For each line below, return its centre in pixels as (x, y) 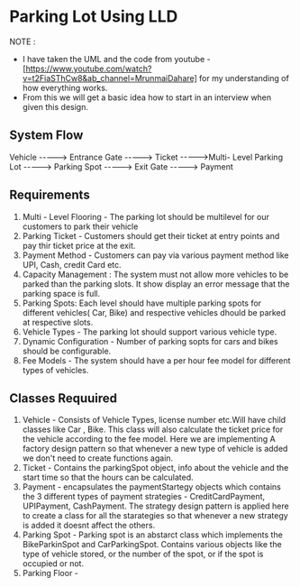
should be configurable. (67, 351)
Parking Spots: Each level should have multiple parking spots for (142, 303)
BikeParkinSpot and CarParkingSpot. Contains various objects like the (152, 545)
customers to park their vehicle (80, 226)
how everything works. (65, 87)
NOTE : (23, 41)
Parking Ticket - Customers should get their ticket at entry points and (151, 235)
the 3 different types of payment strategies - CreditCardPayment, (144, 497)
